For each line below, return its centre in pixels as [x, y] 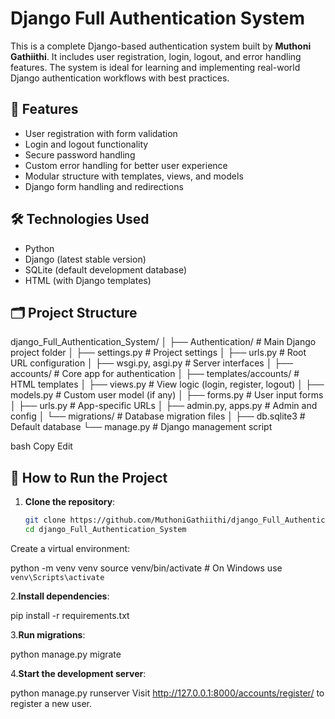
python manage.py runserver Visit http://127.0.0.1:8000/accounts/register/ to [167, 693]
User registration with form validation [101, 133]
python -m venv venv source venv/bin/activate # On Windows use [146, 568]
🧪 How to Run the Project [89, 477]
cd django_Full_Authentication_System [105, 530]
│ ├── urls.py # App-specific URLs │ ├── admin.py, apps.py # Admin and [164, 406]
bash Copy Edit [41, 446]
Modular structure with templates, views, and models [134, 176]
